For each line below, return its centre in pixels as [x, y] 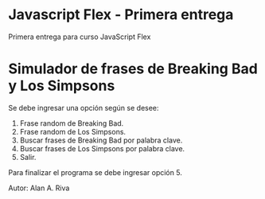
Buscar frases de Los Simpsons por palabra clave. [102, 148]
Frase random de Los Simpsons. [72, 131]
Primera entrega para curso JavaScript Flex [80, 37]
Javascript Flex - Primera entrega [121, 15]
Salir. [28, 157]
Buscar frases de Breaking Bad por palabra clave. [101, 140]
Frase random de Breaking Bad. [72, 123]
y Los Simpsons [62, 86]
